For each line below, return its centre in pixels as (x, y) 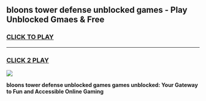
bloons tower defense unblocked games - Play (97, 10)
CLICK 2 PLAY (28, 60)
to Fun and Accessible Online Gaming (55, 91)
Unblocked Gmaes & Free (55, 20)
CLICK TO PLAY (30, 37)
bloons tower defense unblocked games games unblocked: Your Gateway (102, 84)
